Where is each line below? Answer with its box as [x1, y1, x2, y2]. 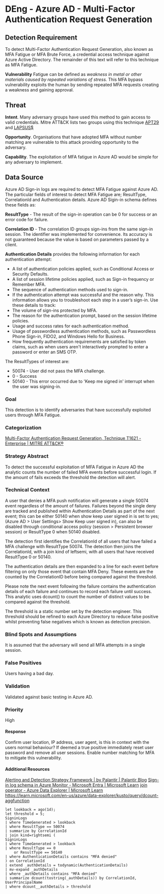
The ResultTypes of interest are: [5, 358, 70, 364]
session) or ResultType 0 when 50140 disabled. [5, 528, 101, 534]
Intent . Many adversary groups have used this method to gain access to [5, 114, 151, 120]
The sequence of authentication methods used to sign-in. [12, 286, 129, 292]
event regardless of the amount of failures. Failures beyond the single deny [5, 503, 157, 508]
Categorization [5, 424, 42, 431]
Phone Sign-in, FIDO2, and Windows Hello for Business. [12, 333, 125, 339]
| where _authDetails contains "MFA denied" [5, 871, 97, 876]
